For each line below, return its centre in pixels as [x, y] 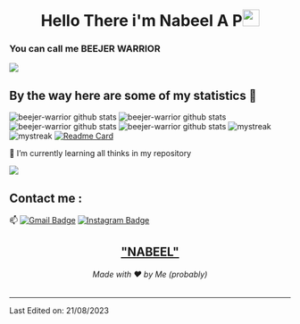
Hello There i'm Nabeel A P [142, 21]
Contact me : [46, 198]
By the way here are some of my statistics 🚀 [133, 95]
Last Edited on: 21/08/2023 [59, 310]
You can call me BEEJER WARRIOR [85, 49]
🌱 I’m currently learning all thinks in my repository [100, 154]
